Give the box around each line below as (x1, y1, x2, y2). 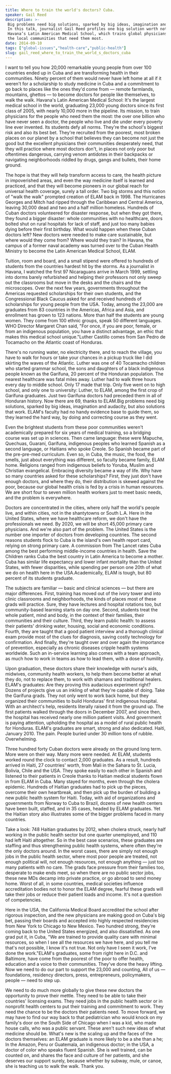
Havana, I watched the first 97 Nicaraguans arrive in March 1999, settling (5, 269, 158, 275)
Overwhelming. (5, 736, 37, 742)
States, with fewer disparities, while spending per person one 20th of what (5, 564, 162, 570)
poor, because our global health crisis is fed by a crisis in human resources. (5, 484, 164, 490)
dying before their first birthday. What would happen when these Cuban (5, 226, 156, 232)
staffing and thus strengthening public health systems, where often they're (5, 842, 162, 848)
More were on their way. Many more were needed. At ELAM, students (5, 751, 151, 757)
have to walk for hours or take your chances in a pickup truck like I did (5, 354, 153, 361)
